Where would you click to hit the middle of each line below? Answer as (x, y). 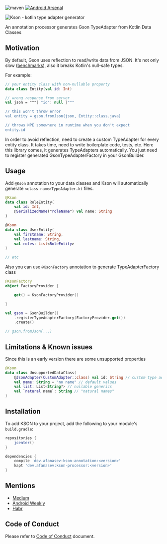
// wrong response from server (38, 98)
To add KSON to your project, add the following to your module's (71, 423)
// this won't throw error (33, 112)
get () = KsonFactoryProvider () (46, 295)
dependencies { (21, 456)
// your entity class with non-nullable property (58, 84)
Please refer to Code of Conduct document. (50, 536)
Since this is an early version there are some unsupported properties (75, 359)
